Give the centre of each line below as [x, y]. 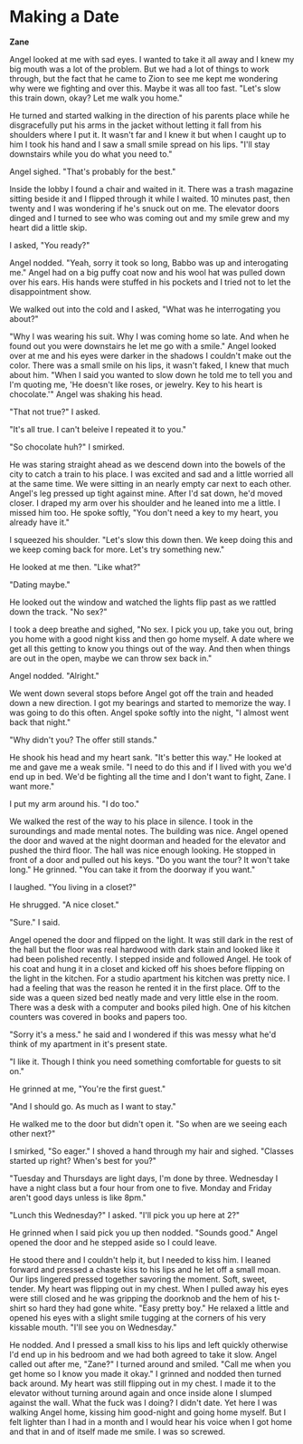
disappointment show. [51, 291]
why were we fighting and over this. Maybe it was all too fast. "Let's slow [145, 88]
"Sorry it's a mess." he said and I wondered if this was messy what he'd [143, 1034]
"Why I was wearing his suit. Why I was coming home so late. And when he [149, 336]
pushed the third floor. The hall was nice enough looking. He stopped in [142, 850]
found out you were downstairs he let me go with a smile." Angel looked [143, 345]
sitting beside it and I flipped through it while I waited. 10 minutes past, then [150, 199]
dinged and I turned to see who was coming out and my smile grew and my [149, 218]
